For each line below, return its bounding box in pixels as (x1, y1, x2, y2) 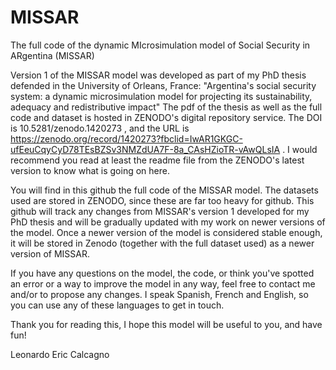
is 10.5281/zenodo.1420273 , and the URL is (10, 122, 190, 134)
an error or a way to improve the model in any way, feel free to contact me (10, 277, 316, 290)
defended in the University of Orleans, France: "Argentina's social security (10, 79, 317, 91)
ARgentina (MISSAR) (10, 49, 95, 61)
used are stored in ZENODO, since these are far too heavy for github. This (10, 194, 315, 206)
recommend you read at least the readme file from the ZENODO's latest (10, 154, 305, 166)
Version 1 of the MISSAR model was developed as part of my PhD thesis (10, 69, 307, 81)
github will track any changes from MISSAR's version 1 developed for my (10, 205, 310, 217)
